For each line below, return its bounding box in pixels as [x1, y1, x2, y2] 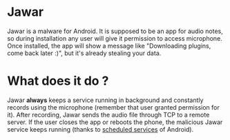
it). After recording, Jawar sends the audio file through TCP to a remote [7, 110, 210, 119]
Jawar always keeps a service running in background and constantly [7, 96, 204, 104]
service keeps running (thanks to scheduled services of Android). [7, 125, 194, 133]
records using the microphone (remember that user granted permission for [7, 103, 220, 111]
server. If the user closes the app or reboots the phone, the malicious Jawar [7, 118, 223, 126]
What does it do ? [7, 73, 109, 89]
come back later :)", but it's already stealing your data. [7, 49, 162, 57]
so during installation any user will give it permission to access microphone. [7, 34, 222, 42]
